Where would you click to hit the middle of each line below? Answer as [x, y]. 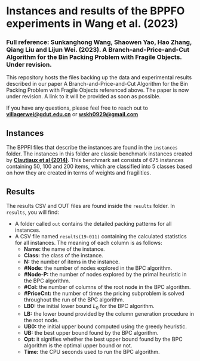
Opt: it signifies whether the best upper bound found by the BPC [103, 339]
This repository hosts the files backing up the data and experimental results [99, 77]
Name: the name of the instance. [64, 249]
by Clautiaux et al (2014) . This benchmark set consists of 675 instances [95, 160]
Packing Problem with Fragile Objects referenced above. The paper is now [98, 90]
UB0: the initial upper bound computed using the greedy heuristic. [105, 326]
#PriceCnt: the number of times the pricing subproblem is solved [104, 294]
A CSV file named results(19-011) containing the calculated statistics [101, 236]
